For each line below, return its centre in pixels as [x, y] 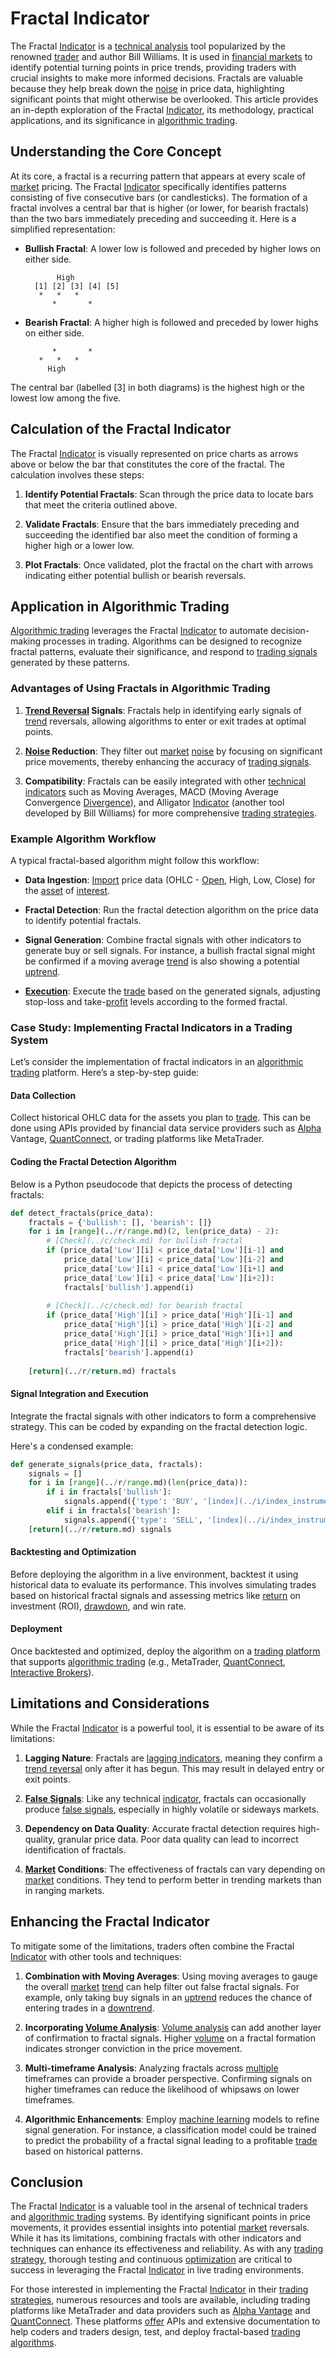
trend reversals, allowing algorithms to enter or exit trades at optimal [165, 721]
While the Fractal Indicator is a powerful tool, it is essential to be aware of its [167, 1728]
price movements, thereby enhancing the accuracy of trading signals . [168, 761]
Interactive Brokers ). [52, 1673]
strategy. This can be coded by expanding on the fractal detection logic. [159, 1426]
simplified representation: [63, 229]
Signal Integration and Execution [79, 1394]
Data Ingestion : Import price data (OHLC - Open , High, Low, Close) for [170, 879]
